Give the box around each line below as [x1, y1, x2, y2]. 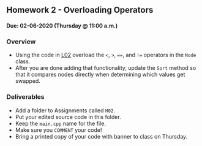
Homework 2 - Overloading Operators [6, 5, 154, 15]
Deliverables [6, 93, 45, 101]
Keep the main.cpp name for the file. [15, 120, 106, 127]
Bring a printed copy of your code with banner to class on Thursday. [15, 133, 188, 140]
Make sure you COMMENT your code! [15, 126, 102, 134]
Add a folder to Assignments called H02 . [15, 107, 115, 114]
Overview [6, 37, 36, 45]
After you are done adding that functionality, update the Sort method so [15, 64, 196, 72]
